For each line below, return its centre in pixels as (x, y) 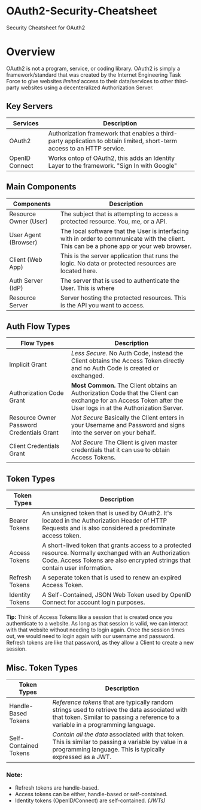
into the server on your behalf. (113, 433)
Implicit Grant (28, 365)
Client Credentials (34, 446)
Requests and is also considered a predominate (108, 528)
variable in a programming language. (104, 724)
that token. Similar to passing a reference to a (116, 717)
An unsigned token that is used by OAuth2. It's (107, 513)
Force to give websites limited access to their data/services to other (90, 81)
